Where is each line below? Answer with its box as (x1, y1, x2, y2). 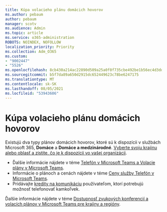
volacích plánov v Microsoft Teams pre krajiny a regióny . (5, 201, 121, 207)
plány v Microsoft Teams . (12, 165, 65, 171)
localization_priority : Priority (5, 44, 75, 49)
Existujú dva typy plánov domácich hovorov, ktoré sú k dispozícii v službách (5, 139, 161, 145)
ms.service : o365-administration (5, 35, 75, 40)
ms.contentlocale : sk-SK (5, 81, 57, 86)
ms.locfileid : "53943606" (5, 91, 59, 96)
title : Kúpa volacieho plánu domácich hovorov (5, 7, 103, 12)
